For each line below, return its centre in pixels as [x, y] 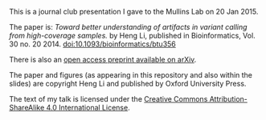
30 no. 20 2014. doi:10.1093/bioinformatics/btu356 [92, 44]
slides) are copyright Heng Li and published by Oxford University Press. [128, 84]
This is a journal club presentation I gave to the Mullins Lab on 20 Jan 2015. [134, 12]
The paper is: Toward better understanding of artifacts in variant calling [128, 27]
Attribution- [228, 99]
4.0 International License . [88, 108]
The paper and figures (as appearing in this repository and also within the [131, 75]
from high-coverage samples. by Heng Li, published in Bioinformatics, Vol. [132, 36]
